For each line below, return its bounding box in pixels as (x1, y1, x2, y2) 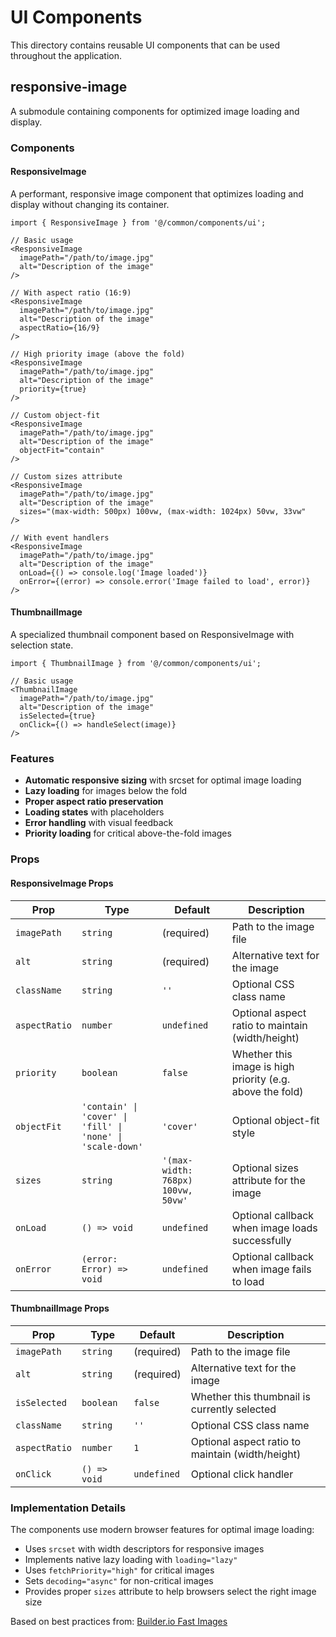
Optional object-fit (231, 1113, 320, 1127)
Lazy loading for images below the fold (24, 785, 188, 797)
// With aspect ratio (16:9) (10, 287, 132, 298)
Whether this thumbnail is (190, 1389, 311, 1403)
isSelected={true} (19, 711, 97, 721)
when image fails (231, 1262, 312, 1276)
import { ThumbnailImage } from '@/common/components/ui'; (10, 659, 262, 669)
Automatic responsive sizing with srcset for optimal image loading (24, 774, 302, 786)
